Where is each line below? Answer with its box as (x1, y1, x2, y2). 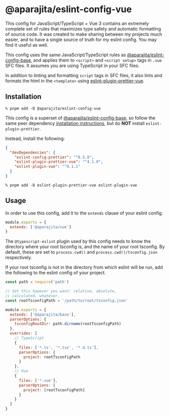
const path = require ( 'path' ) (5, 280, 70, 285)
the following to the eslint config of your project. (5, 270, 106, 276)
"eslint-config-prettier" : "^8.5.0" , (14, 155, 94, 160)
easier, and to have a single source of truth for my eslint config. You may (5, 37, 157, 43)
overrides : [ (10, 331, 38, 336)
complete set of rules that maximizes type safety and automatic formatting (5, 25, 161, 31)
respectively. (5, 255, 32, 261)
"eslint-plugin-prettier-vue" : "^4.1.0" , (14, 159, 103, 164)
